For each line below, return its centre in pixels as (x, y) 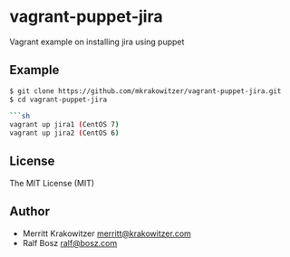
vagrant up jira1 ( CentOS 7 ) (64, 125)
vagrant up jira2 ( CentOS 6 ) (64, 133)
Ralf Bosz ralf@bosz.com (70, 243)
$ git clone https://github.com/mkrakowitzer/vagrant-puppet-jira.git (145, 91)
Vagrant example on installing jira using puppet (97, 42)
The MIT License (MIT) (52, 183)
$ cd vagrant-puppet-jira (58, 100)
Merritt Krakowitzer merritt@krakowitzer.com (107, 233)
